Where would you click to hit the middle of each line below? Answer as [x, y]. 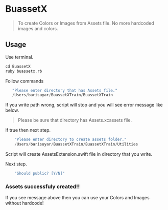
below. [12, 110]
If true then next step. [28, 130]
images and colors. [38, 28]
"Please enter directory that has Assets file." [65, 90]
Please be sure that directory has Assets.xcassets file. [75, 120]
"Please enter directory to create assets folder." [70, 140]
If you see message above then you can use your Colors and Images [77, 198]
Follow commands [25, 81]
